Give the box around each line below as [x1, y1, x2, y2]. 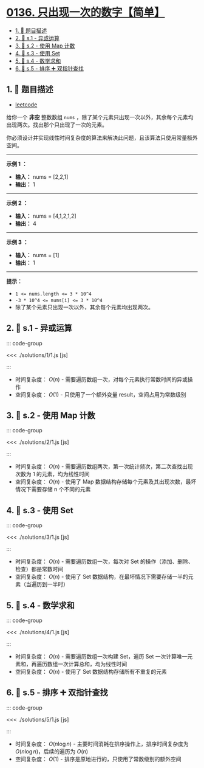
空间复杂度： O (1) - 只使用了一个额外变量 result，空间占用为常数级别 [15, 390, 186, 398]
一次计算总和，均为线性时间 [57, 660, 127, 668]
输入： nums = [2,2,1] [15, 173, 69, 180]
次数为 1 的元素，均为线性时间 [15, 471, 90, 478]
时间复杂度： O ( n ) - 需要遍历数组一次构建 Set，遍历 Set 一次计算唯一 [15, 653, 188, 660]
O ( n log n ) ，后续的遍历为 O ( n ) [15, 747, 89, 755]
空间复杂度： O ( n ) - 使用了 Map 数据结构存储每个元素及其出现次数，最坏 [15, 478, 197, 485]
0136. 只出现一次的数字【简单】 [6, 5, 165, 19]
